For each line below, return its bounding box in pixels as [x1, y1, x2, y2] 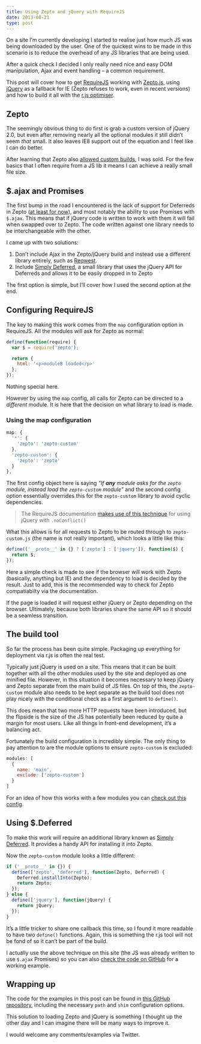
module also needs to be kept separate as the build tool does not [23, 689, 184, 696]
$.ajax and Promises [6, 186, 84, 196]
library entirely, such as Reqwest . [14, 257, 97, 264]
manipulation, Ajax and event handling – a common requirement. [6, 67, 165, 74]
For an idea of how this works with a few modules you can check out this [6, 794, 187, 801]
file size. [6, 169, 27, 176]
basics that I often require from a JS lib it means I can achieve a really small [6, 162, 193, 169]
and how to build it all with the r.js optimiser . [6, 91, 115, 99]
